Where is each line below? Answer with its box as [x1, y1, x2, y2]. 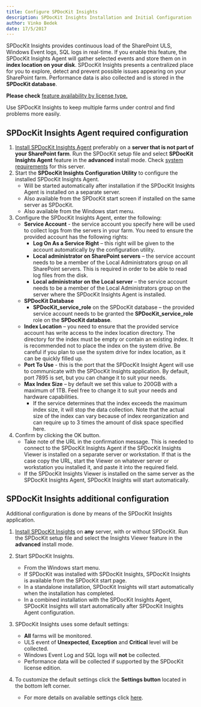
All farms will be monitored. [23, 632, 92, 639]
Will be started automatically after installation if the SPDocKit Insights [23, 182, 195, 190]
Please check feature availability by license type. [6, 92, 128, 99]
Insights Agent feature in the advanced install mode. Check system [14, 157, 184, 164]
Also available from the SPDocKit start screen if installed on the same [23, 195, 196, 202]
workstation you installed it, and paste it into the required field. [23, 464, 179, 471]
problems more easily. [6, 110, 61, 117]
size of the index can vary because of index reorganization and [32, 413, 189, 420]
